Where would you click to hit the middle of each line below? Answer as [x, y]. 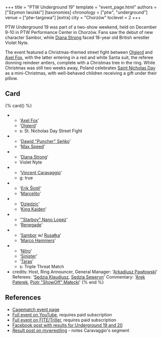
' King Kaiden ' [33, 209]
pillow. [12, 78]
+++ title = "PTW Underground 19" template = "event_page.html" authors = [81, 7]
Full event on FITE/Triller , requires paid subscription [64, 320]
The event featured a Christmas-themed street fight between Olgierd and [79, 52]
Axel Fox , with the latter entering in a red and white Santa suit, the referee [79, 57]
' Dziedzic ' [30, 204]
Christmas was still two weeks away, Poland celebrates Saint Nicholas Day [80, 68]
